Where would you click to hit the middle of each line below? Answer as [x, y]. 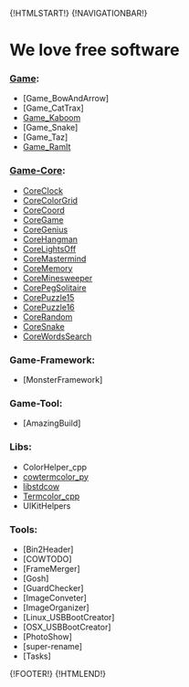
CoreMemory [47, 268]
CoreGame [43, 219]
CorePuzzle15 [48, 297]
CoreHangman [50, 239]
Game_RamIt [47, 147]
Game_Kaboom [52, 118]
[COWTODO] [47, 559]
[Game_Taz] [45, 137]
